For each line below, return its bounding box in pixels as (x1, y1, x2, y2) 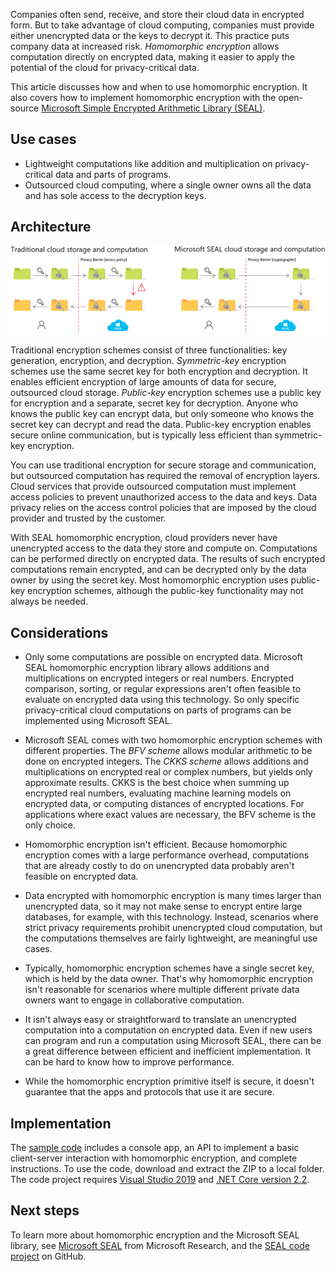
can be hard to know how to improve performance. (24, 1056, 235, 1068)
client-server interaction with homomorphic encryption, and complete (10, 1152, 298, 1164)
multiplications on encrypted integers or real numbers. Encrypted (24, 672, 295, 684)
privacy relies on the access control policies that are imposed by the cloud (10, 502, 317, 514)
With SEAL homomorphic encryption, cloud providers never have (10, 532, 278, 544)
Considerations (10, 624, 109, 641)
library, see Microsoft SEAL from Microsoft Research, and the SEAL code (10, 1239, 310, 1251)
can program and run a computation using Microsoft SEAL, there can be (24, 1035, 322, 1047)
